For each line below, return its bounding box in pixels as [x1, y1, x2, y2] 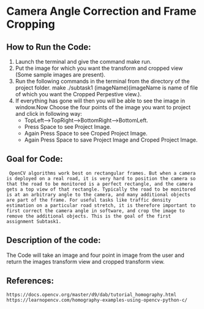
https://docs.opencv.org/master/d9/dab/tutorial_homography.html [6, 292, 176, 298]
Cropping [6, 17, 55, 31]
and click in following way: [15, 110, 83, 117]
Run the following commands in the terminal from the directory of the [15, 78, 190, 85]
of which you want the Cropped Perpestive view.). [15, 91, 142, 97]
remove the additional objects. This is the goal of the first [6, 213, 172, 219]
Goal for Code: [6, 154, 63, 164]
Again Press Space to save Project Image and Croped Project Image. [24, 136, 198, 143]
